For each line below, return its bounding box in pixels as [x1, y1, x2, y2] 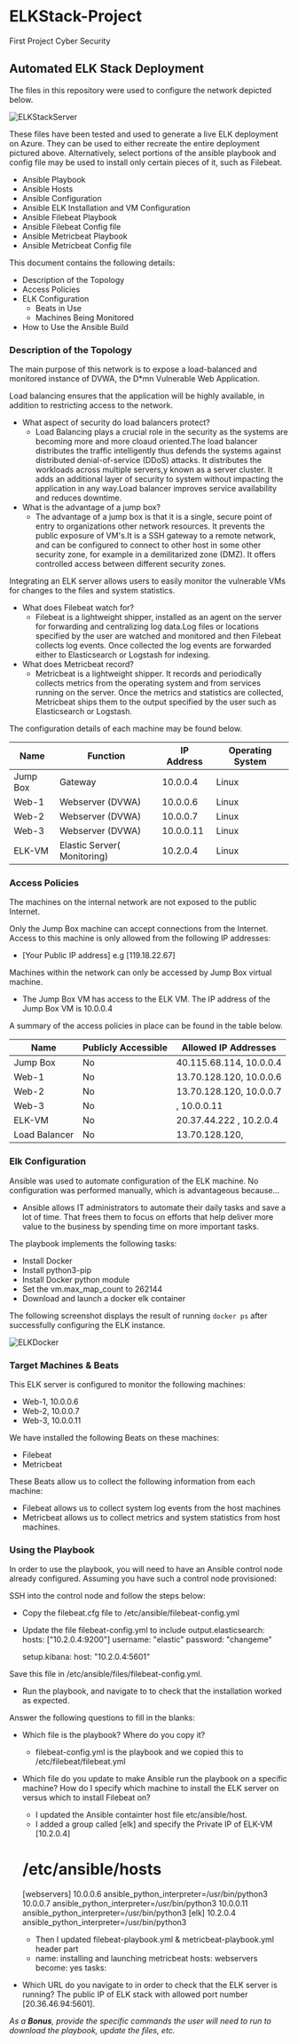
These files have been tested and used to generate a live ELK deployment [9, 129, 278, 139]
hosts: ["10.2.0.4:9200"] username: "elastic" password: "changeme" [21, 1634, 272, 1645]
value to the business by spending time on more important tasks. [21, 1221, 260, 1231]
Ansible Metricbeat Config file [21, 240, 132, 250]
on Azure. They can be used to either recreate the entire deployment [9, 138, 260, 148]
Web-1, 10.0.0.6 [21, 1395, 79, 1407]
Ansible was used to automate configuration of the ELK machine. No [9, 1175, 259, 1186]
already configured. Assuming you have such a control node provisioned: [9, 1573, 277, 1584]
